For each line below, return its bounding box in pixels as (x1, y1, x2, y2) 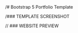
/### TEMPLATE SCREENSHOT (5, 14, 70, 19)
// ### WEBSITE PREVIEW (5, 23, 59, 29)
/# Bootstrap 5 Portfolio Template (5, 4, 74, 10)
